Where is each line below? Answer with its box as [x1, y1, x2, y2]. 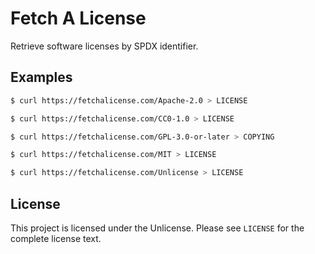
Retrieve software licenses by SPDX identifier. [10, 40, 199, 52]
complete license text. [10, 232, 102, 244]
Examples [10, 69, 73, 86]
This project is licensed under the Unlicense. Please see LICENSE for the [10, 222, 305, 234]
